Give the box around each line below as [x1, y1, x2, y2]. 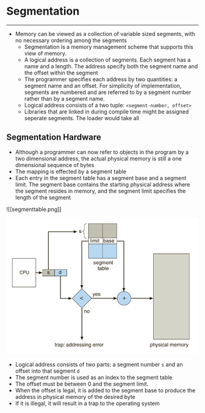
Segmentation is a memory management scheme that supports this [24, 43, 193, 50]
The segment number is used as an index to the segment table [15, 373, 173, 381]
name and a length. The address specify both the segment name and [24, 62, 198, 70]
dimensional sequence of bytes [15, 161, 95, 168]
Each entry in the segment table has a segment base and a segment [15, 174, 187, 181]
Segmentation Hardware [6, 132, 102, 143]
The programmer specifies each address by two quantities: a [24, 75, 178, 83]
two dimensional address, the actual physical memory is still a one [15, 154, 182, 162]
